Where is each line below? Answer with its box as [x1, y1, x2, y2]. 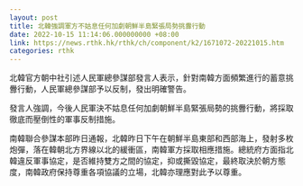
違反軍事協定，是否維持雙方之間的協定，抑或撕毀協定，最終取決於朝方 [16, 155, 278, 166]
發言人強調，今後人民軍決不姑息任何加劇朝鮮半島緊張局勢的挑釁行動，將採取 [9, 102, 294, 113]
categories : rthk [9, 47, 75, 56]
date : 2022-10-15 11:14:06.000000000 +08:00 [9, 30, 179, 39]
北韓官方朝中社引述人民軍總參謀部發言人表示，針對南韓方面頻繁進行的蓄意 [9, 73, 286, 84]
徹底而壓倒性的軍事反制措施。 [9, 114, 120, 125]
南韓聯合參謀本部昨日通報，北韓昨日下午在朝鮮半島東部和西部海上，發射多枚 [9, 133, 294, 144]
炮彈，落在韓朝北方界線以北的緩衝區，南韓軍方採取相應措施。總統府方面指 [9, 145, 286, 155]
